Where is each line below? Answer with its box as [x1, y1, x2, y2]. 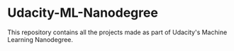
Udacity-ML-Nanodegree [7, 5, 158, 21]
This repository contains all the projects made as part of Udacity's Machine [7, 28, 228, 36]
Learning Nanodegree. [7, 35, 73, 43]
